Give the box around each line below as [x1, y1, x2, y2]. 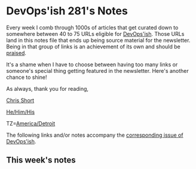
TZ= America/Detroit [6, 119, 56, 127]
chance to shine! [6, 73, 47, 81]
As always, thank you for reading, [6, 85, 88, 92]
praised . [6, 49, 27, 56]
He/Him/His [6, 108, 35, 115]
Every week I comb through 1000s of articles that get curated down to [6, 24, 179, 31]
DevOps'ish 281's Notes [6, 4, 128, 18]
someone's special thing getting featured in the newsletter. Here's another [6, 67, 189, 74]
